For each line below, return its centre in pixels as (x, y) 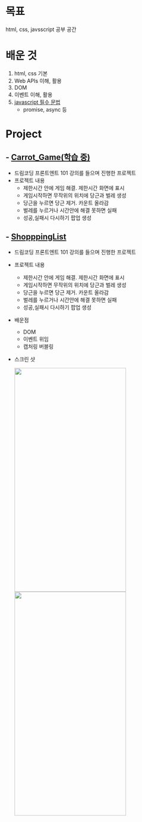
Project (24, 134)
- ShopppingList (36, 237)
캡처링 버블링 (38, 346)
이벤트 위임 (36, 339)
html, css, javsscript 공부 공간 (41, 29)
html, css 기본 (31, 73)
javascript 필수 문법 (37, 102)
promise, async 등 (45, 109)
